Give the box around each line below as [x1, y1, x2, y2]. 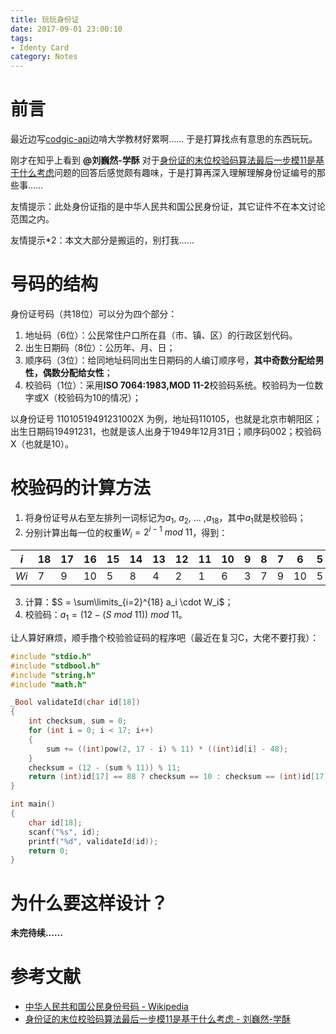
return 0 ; [28, 846, 70, 856]
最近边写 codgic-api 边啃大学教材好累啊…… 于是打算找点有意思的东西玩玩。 [10, 133, 318, 145]
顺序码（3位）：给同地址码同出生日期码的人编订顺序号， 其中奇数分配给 [24, 354, 316, 366]
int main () [10, 799, 56, 810]
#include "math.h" [10, 679, 87, 690]
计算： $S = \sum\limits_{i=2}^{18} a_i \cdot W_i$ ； [24, 596, 234, 608]
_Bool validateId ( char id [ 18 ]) [10, 697, 141, 708]
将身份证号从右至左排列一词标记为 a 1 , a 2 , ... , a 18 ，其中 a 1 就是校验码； [24, 511, 307, 526]
